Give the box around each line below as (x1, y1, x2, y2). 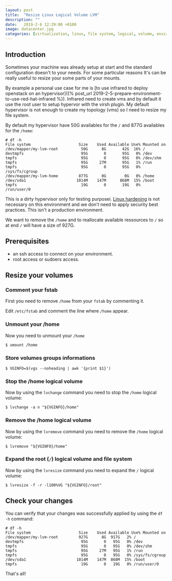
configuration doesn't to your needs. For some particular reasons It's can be (5, 69, 166, 75)
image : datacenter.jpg (5, 27, 54, 32)
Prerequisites (5, 237, 49, 246)
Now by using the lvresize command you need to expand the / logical (5, 467, 154, 473)
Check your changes (5, 496, 73, 506)
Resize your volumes (5, 271, 73, 280)
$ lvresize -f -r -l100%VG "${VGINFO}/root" (5, 482, 102, 488)
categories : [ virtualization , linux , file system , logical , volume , (5, 31, 155, 36)
